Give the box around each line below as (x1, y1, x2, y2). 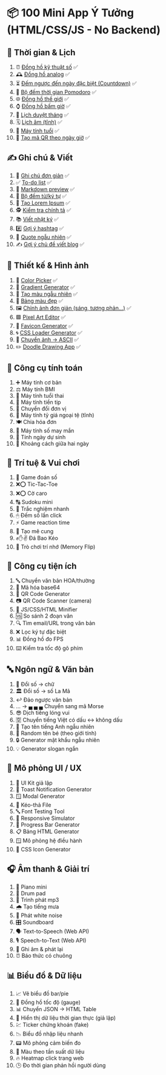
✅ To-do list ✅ (15, 179, 52, 186)
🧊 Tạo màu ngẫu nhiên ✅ (15, 290, 78, 298)
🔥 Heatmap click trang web (15, 1054, 84, 1062)
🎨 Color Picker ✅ (15, 276, 58, 284)
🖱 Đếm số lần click (15, 512, 62, 519)
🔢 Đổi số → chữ (15, 680, 55, 688)
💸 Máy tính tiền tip (15, 398, 61, 406)
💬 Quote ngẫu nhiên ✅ (15, 233, 71, 241)
